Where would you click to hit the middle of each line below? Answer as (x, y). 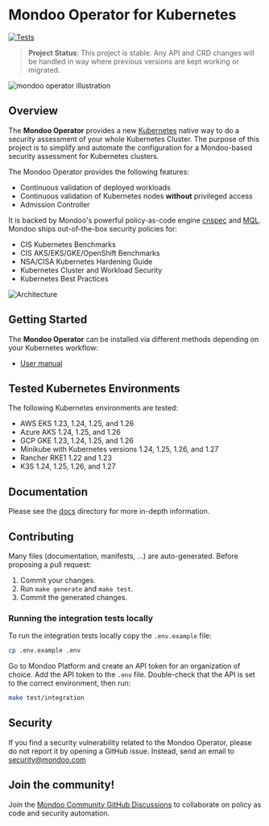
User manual (41, 363)
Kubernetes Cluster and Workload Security (91, 270)
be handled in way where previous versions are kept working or (133, 61)
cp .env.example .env (45, 651)
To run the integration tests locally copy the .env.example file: (110, 636)
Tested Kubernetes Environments (94, 388)
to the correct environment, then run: (70, 683)
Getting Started (48, 320)
